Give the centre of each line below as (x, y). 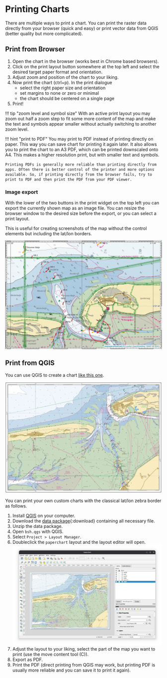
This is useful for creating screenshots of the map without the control (76, 228)
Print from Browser (35, 49)
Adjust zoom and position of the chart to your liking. (65, 77)
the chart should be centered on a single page (67, 98)
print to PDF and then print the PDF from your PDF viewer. (69, 179)
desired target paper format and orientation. (57, 72)
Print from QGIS (30, 363)
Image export (22, 192)
